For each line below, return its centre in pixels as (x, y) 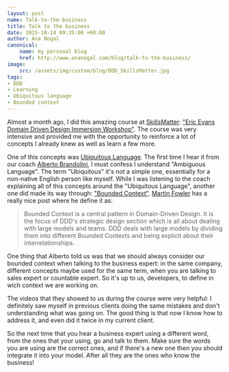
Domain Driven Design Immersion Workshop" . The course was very (102, 129)
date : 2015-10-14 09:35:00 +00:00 (56, 32)
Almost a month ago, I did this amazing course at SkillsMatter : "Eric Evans (111, 122)
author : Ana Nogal (33, 39)
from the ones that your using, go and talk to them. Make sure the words (109, 341)
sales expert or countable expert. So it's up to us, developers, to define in (110, 278)
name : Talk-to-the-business (47, 20)
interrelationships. (49, 243)
